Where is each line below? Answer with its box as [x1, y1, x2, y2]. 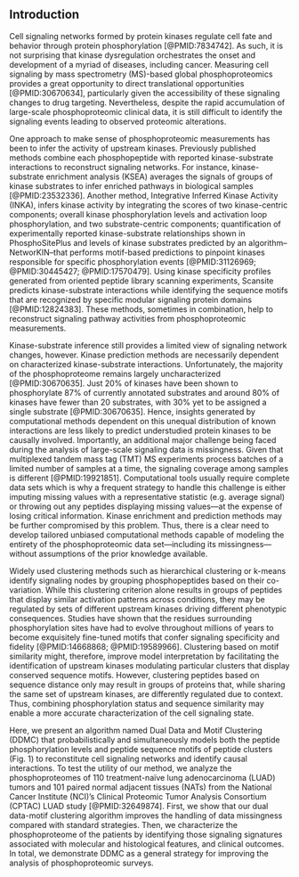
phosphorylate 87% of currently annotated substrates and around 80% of [9, 387, 280, 398]
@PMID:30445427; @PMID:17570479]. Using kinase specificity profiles [9, 266, 271, 276]
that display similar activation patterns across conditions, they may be [9, 594, 265, 604]
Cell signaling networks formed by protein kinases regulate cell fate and [9, 30, 273, 41]
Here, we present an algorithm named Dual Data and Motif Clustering [9, 725, 263, 735]
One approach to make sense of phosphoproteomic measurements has [9, 133, 271, 143]
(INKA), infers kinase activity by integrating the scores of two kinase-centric [9, 200, 288, 210]
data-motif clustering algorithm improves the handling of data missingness [9, 810, 283, 821]
